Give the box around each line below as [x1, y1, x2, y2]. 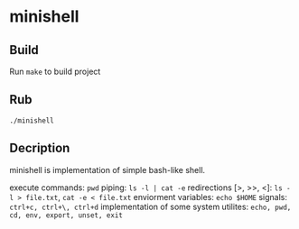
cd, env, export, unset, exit [9, 210, 124, 220]
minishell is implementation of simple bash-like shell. [9, 164, 206, 175]
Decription [9, 141, 70, 156]
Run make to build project [9, 66, 101, 77]
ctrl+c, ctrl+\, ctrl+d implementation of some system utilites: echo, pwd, [9, 201, 292, 212]
